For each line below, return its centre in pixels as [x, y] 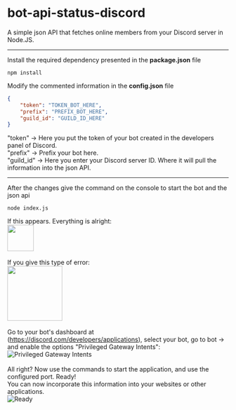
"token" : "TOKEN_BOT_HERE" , [61, 105]
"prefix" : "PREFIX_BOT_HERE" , [64, 111]
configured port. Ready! [42, 377]
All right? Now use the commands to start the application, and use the [108, 369]
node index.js [28, 208]
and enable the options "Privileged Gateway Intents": [84, 347]
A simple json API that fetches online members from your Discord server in [115, 32]
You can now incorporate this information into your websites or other [107, 384]
